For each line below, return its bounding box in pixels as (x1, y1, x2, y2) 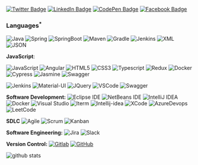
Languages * (6, 20, 42, 30)
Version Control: (6, 140, 48, 147)
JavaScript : (6, 53, 36, 60)
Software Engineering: (6, 129, 63, 136)
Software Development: (6, 93, 66, 101)
